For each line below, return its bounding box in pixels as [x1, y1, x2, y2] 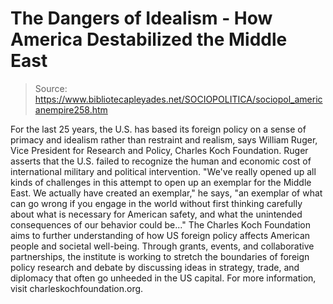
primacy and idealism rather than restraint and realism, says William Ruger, [10, 133, 318, 146]
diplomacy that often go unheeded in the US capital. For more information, [10, 272, 317, 284]
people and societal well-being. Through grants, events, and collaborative [10, 240, 315, 252]
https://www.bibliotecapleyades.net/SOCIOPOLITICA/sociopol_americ [34, 93, 323, 105]
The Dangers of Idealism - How [10, 7, 273, 30]
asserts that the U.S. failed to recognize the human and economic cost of [10, 155, 312, 167]
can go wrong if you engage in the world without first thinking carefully [10, 197, 303, 209]
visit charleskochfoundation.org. [10, 282, 144, 294]
